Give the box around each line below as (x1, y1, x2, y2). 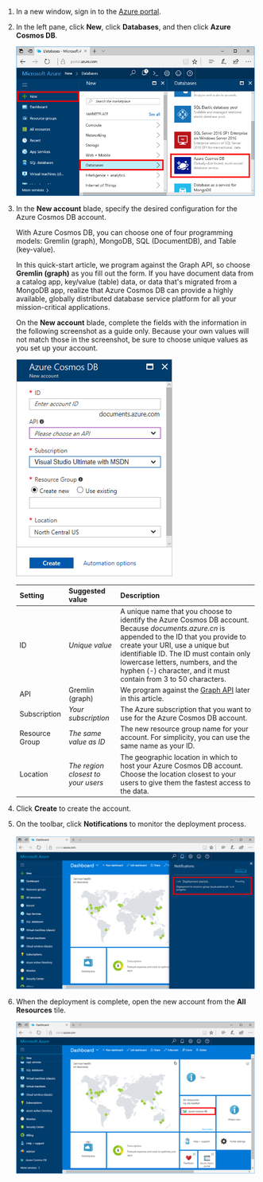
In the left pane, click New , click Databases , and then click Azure (15, 22, 231, 31)
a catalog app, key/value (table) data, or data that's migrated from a (15, 276, 238, 286)
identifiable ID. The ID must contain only (120, 648, 251, 658)
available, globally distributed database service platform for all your (15, 294, 237, 303)
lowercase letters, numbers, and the (120, 657, 238, 667)
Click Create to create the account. (15, 804, 131, 813)
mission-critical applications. (15, 302, 110, 311)
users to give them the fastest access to (120, 777, 251, 787)
